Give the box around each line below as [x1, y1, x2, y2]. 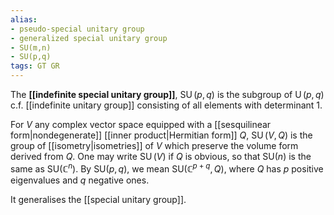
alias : [10, 14, 38, 25]
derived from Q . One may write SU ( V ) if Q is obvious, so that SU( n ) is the [10, 151, 312, 162]
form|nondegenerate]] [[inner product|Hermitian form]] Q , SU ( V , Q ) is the [10, 129, 313, 141]
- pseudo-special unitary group [10, 24, 145, 34]
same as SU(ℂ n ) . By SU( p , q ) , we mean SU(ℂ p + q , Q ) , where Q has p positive [10, 161, 324, 175]
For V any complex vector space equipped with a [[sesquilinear [10, 119, 272, 130]
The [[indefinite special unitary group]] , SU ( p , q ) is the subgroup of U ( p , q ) [10, 89, 325, 100]
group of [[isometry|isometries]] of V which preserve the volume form [10, 140, 299, 151]
